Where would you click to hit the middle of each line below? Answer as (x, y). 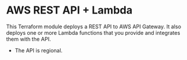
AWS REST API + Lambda (69, 10)
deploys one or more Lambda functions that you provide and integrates (93, 32)
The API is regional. (39, 50)
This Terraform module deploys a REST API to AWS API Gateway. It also (94, 26)
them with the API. (29, 39)
